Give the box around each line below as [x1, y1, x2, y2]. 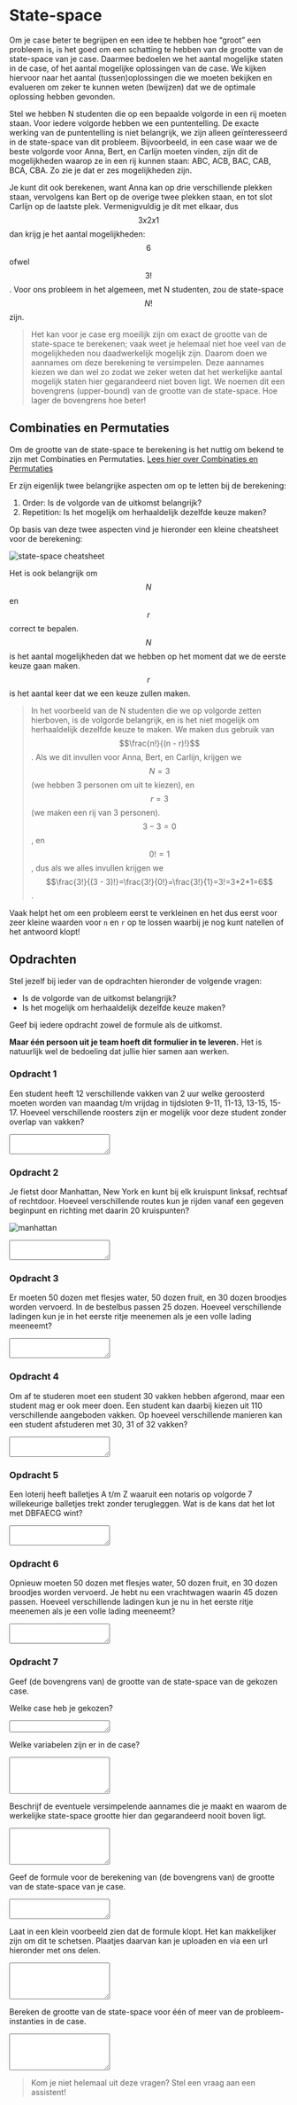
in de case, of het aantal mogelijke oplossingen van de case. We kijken [9, 63, 267, 74]
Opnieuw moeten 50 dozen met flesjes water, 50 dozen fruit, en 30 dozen [9, 1577, 278, 1588]
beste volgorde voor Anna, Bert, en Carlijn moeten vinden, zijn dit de [9, 145, 259, 156]
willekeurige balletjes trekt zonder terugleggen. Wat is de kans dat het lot [9, 1499, 276, 1509]
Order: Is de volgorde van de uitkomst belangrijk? [21, 497, 202, 508]
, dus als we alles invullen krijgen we [30, 862, 164, 873]
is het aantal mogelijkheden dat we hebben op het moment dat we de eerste [9, 651, 286, 661]
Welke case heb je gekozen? [9, 1702, 113, 1713]
